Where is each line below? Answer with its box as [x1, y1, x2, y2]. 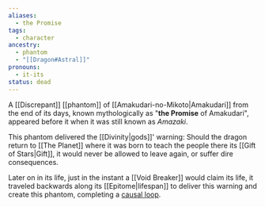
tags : [8, 26, 26, 34]
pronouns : [8, 63, 41, 71]
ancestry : [8, 41, 41, 49]
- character [15, 33, 55, 42]
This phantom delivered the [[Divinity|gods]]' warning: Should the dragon [8, 132, 248, 141]
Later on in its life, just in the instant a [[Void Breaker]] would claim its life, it [8, 172, 254, 182]
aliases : [8, 11, 37, 20]
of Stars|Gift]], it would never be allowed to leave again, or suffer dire [8, 148, 233, 159]
